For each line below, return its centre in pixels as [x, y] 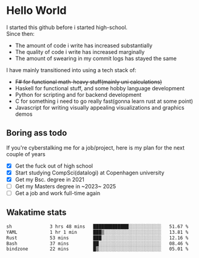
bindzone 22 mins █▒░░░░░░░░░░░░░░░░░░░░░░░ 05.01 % [97, 249]
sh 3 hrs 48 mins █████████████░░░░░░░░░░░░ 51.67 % [97, 227]
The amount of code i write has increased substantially [84, 45]
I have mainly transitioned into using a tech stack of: [71, 70]
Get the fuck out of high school [54, 166]
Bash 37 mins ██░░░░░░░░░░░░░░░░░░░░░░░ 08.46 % [97, 243]
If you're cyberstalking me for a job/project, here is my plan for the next [96, 147]
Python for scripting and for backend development [78, 94]
